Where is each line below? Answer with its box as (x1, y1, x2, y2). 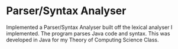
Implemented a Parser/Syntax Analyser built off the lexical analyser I (6, 24, 173, 31)
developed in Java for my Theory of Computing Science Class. (6, 36, 159, 43)
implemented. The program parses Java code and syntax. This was (6, 30, 170, 37)
